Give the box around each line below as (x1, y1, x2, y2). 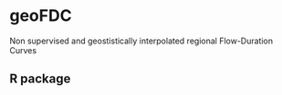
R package (9, 71, 71, 87)
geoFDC (9, 5, 72, 26)
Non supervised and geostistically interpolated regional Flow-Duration (9, 35, 274, 46)
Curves (9, 44, 37, 55)
